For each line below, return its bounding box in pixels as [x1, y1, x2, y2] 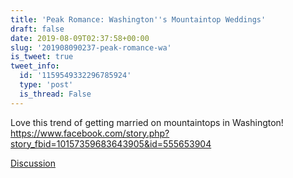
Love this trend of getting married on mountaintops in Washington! [10, 116, 284, 128]
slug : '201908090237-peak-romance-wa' [10, 42, 172, 53]
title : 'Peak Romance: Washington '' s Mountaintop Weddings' [10, 14, 267, 25]
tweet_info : [10, 61, 60, 71]
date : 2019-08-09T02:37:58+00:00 [10, 33, 150, 43]
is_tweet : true [10, 52, 74, 62]
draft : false [10, 24, 65, 34]
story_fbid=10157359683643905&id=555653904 [10, 137, 212, 150]
